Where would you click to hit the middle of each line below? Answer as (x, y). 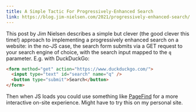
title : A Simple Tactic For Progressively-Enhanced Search (80, 11)
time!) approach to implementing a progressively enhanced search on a (92, 40)
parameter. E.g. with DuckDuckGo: (48, 58)
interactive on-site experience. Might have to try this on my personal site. (94, 102)
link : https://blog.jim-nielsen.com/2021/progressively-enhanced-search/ (98, 17)
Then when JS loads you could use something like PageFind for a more (92, 96)
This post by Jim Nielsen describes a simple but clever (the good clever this (98, 33)
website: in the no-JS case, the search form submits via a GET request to (94, 46)
